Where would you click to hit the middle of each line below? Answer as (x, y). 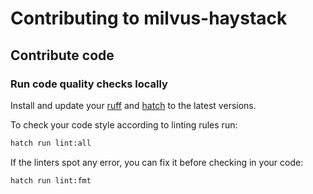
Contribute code (62, 55)
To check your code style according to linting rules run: (124, 124)
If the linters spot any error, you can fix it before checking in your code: (157, 162)
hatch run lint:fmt (51, 180)
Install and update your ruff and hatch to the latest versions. (133, 105)
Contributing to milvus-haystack (149, 18)
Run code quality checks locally (89, 84)
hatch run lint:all (51, 143)
